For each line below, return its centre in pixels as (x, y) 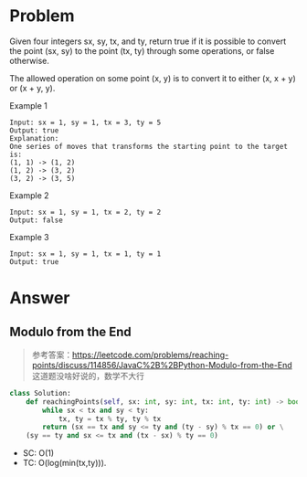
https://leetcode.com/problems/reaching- (150, 355)
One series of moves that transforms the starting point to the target (148, 146)
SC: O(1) (38, 453)
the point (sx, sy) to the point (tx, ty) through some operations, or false (142, 50)
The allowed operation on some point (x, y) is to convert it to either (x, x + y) (153, 78)
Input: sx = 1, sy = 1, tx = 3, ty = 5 (85, 122)
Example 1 (28, 105)
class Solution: (40, 393)
